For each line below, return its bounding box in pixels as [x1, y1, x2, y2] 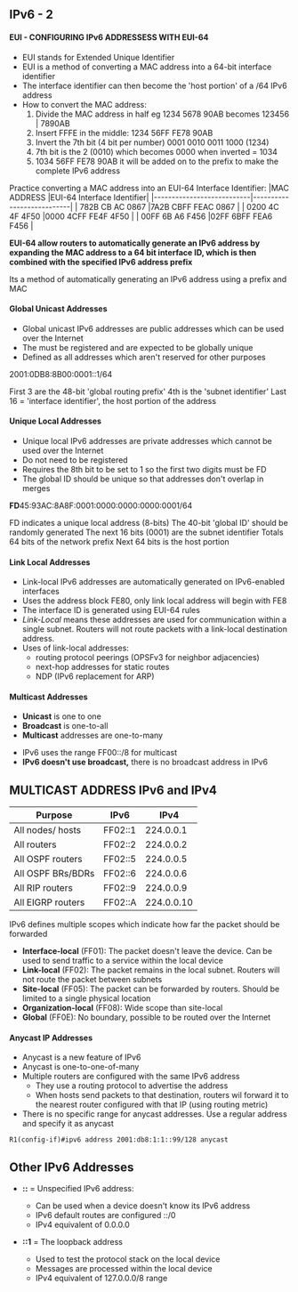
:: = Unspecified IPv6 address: [21, 1183, 134, 1194]
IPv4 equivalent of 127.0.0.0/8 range [35, 1272, 168, 1284]
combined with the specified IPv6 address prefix [9, 256, 193, 267]
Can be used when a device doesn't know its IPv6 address [35, 1200, 251, 1211]
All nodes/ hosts [13, 824, 82, 836]
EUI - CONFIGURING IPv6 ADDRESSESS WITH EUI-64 [9, 31, 209, 43]
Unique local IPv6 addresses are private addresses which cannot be [21, 436, 273, 446]
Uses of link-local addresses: [21, 642, 129, 653]
